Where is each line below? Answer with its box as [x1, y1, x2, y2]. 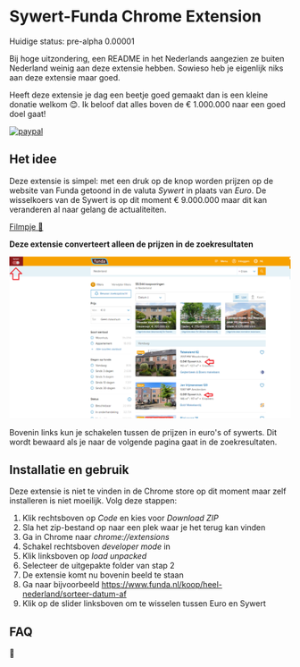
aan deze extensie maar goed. [9, 72, 121, 82]
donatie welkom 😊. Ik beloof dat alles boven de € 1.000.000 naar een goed [9, 98, 286, 109]
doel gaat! [9, 108, 46, 119]
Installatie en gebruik [9, 462, 129, 477]
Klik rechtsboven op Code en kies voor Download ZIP [21, 512, 219, 524]
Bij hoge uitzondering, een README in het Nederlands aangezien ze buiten [9, 53, 285, 63]
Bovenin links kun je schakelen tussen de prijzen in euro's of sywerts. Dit [9, 426, 278, 437]
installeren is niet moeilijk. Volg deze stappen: [9, 495, 177, 506]
